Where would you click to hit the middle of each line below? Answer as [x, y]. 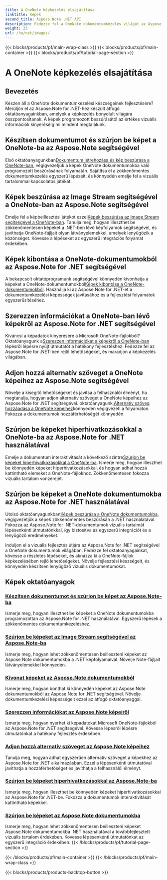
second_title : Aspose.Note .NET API [43, 19]
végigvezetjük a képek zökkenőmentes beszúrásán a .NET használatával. [81, 519]
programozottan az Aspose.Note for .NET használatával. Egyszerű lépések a [84, 618]
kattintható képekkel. [27, 802]
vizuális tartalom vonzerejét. [34, 478]
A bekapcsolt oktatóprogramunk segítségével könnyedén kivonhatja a [77, 279]
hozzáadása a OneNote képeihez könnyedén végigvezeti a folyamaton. [77, 408]
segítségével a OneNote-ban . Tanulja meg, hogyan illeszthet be [70, 222]
